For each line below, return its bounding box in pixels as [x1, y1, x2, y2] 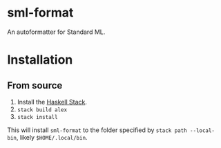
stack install [17, 113, 58, 120]
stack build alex [17, 106, 68, 113]
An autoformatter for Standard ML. [7, 28, 106, 36]
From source [7, 80, 63, 91]
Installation [7, 52, 73, 68]
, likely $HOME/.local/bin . [16, 133, 88, 141]
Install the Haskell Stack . [17, 98, 88, 106]
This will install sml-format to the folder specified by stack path [7, 126, 188, 134]
